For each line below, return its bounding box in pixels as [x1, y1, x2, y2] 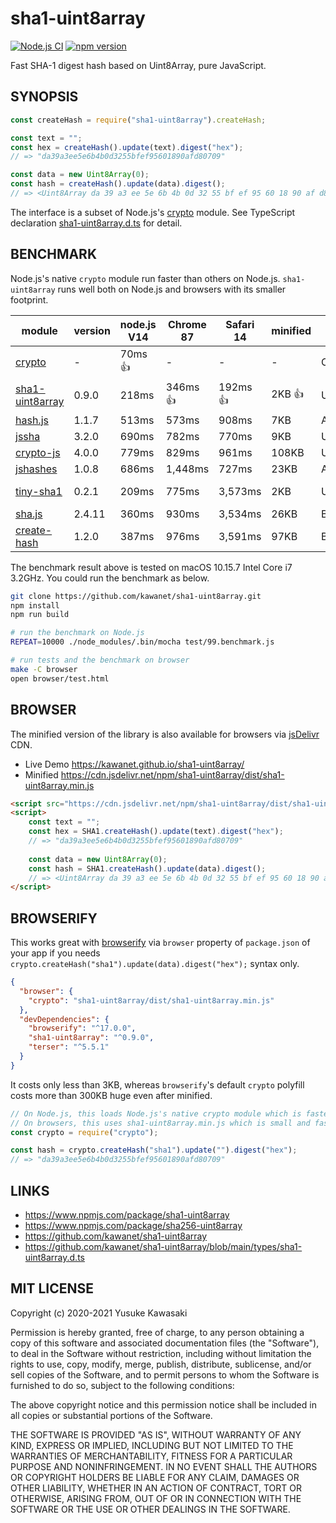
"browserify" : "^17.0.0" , [28, 1023, 137, 1034]
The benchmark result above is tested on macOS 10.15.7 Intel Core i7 [10, 561, 293, 573]
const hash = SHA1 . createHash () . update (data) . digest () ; [28, 863, 267, 874]
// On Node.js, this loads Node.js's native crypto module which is [10, 1108, 302, 1119]
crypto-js [15, 445, 61, 459]
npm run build [10, 610, 70, 620]
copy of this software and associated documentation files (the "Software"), [10, 1337, 320, 1349]
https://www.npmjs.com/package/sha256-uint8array [24, 1220, 243, 1231]
